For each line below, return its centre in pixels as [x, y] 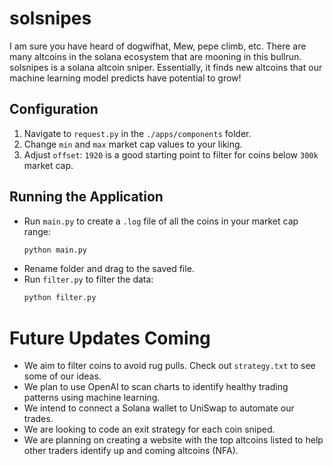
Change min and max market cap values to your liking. [133, 144]
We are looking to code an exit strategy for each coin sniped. [149, 429]
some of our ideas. [62, 376]
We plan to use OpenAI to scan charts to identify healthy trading [156, 387]
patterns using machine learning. [92, 398]
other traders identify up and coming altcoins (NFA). [131, 451]
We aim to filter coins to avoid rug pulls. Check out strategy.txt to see [169, 366]
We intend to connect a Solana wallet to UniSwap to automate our [159, 408]
